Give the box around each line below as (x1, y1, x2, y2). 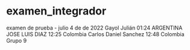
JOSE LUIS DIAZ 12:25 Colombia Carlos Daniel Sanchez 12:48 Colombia (6, 30, 185, 37)
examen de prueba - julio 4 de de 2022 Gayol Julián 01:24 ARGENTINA (6, 24, 183, 31)
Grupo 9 (6, 37, 27, 44)
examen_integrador (6, 4, 107, 18)
